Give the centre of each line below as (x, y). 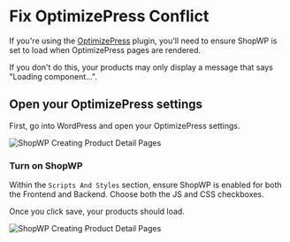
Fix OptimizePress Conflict (109, 16)
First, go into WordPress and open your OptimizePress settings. (125, 125)
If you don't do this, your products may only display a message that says (141, 67)
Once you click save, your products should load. (97, 212)
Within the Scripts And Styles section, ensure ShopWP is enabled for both (145, 185)
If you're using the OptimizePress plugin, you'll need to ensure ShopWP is (143, 41)
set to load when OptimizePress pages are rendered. (105, 49)
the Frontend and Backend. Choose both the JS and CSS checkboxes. (137, 194)
